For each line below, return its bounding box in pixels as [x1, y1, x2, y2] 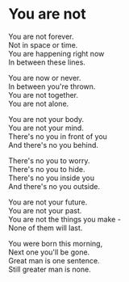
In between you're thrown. [8, 82, 96, 91]
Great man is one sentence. [8, 255, 100, 265]
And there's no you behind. [8, 140, 99, 149]
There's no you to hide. [8, 164, 86, 174]
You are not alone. [8, 99, 69, 108]
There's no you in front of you [8, 131, 107, 141]
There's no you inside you [8, 173, 95, 183]
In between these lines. [8, 57, 86, 67]
